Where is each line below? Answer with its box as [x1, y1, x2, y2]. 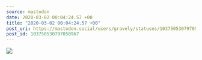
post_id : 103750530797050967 [6, 31, 79, 37]
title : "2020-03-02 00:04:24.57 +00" [6, 20, 101, 26]
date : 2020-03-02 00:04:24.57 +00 [6, 14, 93, 20]
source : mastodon [6, 8, 50, 15]
